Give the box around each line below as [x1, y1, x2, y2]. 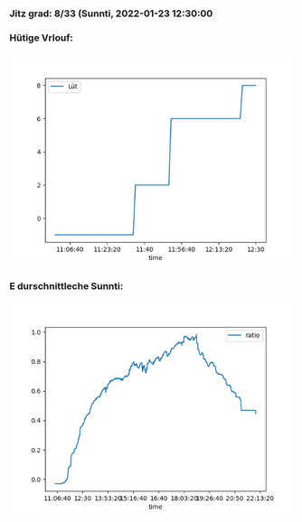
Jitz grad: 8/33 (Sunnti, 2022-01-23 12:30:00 [9, 7, 213, 20]
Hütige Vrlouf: [9, 31, 74, 43]
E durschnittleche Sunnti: [9, 280, 124, 293]
